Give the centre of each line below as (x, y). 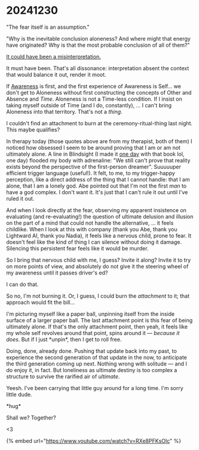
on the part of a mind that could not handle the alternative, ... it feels (90, 223)
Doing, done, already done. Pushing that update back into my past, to (92, 351)
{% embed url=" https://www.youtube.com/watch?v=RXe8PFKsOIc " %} (94, 440)
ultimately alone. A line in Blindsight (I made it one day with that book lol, (95, 154)
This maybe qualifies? (33, 129)
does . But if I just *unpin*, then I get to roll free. (64, 339)
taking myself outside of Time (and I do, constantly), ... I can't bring (89, 105)
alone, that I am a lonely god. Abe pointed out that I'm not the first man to (97, 186)
